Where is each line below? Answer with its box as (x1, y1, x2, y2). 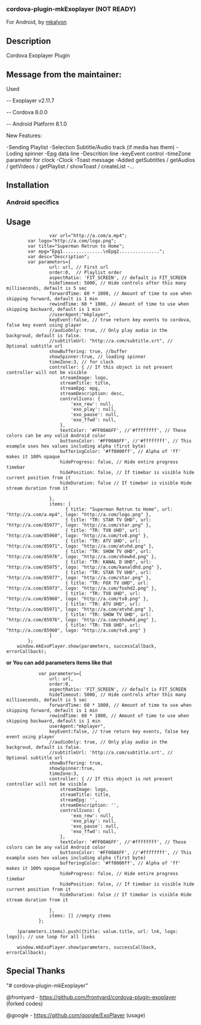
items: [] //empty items (49, 913, 112, 919)
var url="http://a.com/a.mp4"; (49, 233, 128, 239)
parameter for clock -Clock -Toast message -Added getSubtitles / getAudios (6, 156, 196, 164)
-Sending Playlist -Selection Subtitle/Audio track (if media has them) (6, 143, 175, 150)
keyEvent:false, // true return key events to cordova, (49, 317, 192, 323)
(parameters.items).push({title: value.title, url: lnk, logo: (17, 929, 179, 935)
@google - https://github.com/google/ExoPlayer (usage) (6, 1011, 146, 1018)
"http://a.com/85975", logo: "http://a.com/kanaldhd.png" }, (6, 564, 163, 570)
